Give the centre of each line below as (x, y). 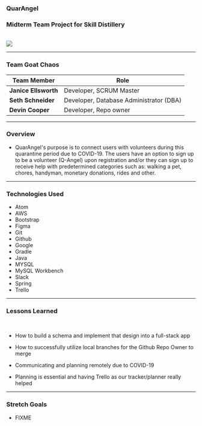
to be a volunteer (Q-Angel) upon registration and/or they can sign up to (104, 160)
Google (24, 245)
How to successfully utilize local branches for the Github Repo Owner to (104, 347)
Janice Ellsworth (34, 90)
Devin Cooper (29, 110)
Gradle (23, 252)
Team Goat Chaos (33, 65)
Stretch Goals (26, 404)
